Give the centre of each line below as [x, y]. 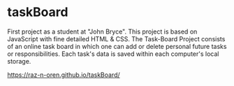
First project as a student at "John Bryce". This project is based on [102, 31]
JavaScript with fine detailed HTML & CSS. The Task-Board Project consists [116, 38]
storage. [19, 61]
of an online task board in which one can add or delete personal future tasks [117, 46]
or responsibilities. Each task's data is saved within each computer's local [113, 54]
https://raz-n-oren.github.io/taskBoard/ [64, 75]
